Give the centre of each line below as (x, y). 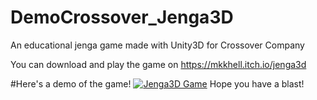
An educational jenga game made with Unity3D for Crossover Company (157, 45)
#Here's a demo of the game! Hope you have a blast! (157, 83)
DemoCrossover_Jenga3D (122, 17)
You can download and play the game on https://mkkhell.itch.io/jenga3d (158, 64)
